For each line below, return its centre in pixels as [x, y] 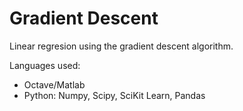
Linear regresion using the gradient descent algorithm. [121, 46]
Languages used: [45, 65]
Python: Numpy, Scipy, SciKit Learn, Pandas [114, 95]
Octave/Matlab [54, 84]
